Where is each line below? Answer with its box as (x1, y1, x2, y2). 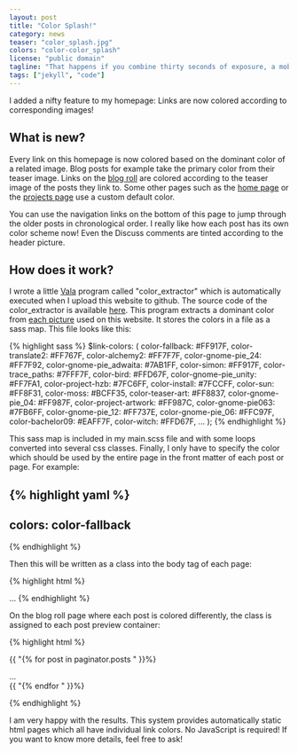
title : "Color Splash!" (9, 21, 98, 30)
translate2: (9, 350, 49, 361)
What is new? (9, 130, 86, 145)
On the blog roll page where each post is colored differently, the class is (9, 609, 272, 621)
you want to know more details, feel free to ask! (9, 733, 184, 744)
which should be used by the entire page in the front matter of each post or (9, 452, 285, 463)
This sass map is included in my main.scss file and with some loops (9, 434, 255, 444)
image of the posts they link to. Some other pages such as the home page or (9, 182, 289, 192)
